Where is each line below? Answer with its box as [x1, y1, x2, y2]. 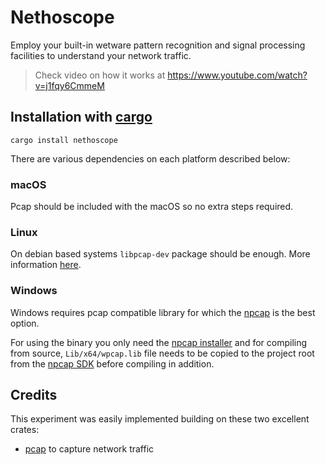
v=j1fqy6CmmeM [34, 79, 105, 91]
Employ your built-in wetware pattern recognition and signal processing [10, 39, 306, 51]
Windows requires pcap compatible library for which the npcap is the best [10, 306, 316, 318]
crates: [10, 424, 40, 436]
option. [10, 317, 40, 329]
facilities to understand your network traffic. [10, 49, 192, 61]
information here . [10, 259, 82, 271]
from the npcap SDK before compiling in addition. [10, 357, 215, 370]
